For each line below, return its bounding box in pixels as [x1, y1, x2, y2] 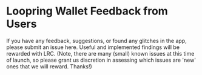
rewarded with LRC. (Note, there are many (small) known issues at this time [6, 50, 195, 57]
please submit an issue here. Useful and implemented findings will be [6, 44, 180, 51]
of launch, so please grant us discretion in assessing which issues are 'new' [6, 56, 196, 64]
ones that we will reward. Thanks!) [6, 62, 92, 70]
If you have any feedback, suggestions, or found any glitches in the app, [6, 37, 187, 44]
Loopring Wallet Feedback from [6, 4, 168, 18]
